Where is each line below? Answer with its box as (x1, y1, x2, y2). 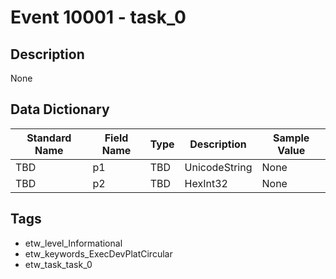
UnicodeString (184, 160, 253, 174)
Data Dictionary (10, 101, 110, 118)
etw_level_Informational (24, 237, 123, 249)
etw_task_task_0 (24, 258, 93, 270)
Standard (26, 131, 72, 145)
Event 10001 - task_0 (10, 6, 187, 29)
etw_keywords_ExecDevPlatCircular (24, 247, 173, 260)
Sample (273, 131, 310, 145)
